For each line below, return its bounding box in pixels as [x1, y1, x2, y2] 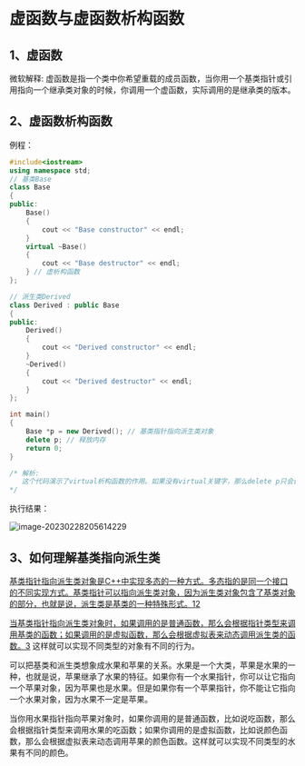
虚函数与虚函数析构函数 [9, 8, 185, 29]
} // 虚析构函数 [25, 267, 80, 277]
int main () [9, 410, 51, 419]
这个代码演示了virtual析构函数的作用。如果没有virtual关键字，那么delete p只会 [21, 477, 294, 486]
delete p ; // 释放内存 [25, 435, 106, 444]
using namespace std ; [9, 165, 92, 175]
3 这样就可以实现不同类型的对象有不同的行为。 [25, 641, 200, 651]
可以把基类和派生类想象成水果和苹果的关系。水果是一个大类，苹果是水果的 [9, 660, 288, 671]
